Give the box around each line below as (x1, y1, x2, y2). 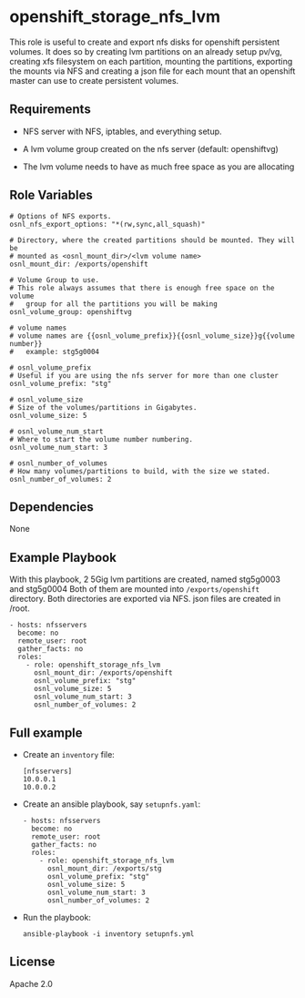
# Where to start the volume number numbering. (9, 434, 194, 443)
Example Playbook (9, 549, 117, 565)
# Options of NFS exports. (9, 211, 112, 220)
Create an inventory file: (22, 749, 116, 759)
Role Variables (9, 188, 93, 203)
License (9, 954, 56, 970)
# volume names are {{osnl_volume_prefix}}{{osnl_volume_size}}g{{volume (9, 331, 296, 341)
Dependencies (9, 499, 94, 514)
